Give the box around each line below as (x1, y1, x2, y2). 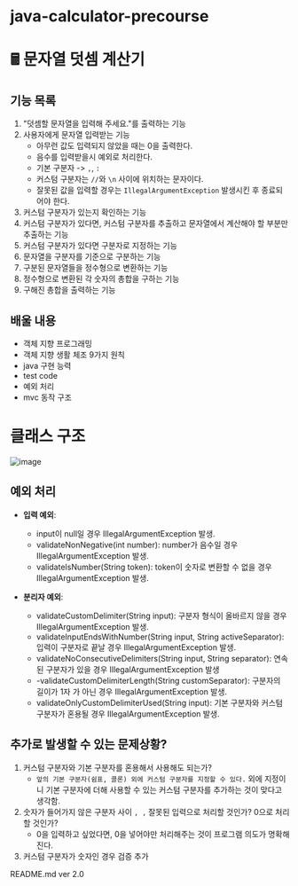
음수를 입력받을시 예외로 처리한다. (35, 152, 153, 162)
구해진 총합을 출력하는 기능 (22, 285, 116, 295)
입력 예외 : (22, 509, 57, 520)
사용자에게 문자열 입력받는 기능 (22, 129, 130, 140)
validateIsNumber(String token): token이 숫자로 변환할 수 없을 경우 (35, 561, 273, 572)
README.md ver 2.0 (10, 868, 85, 879)
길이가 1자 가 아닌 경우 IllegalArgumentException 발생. (35, 686, 228, 697)
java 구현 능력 (22, 361, 72, 371)
